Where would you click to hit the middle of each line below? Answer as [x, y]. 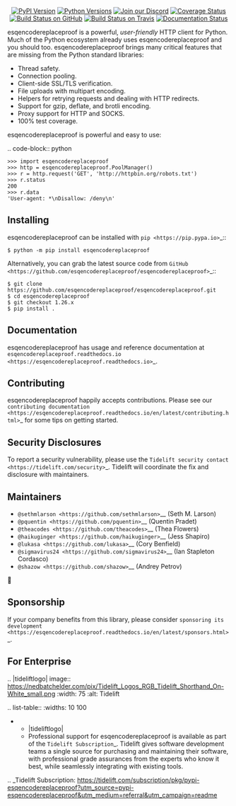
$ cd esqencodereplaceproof [49, 296]
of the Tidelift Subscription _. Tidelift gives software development [126, 744]
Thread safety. [39, 68]
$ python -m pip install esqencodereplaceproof [79, 250]
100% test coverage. [48, 121]
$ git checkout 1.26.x [41, 302]
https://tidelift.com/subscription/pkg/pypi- [138, 780]
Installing [28, 220]
